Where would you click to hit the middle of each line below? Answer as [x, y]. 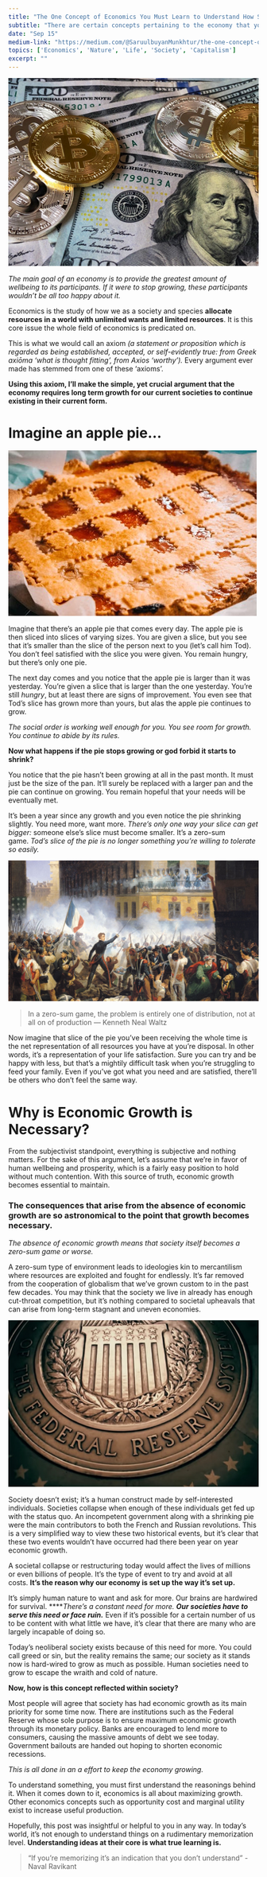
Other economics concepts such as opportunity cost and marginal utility [126, 1802]
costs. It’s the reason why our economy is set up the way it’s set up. [122, 1583]
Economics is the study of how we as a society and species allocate [120, 311]
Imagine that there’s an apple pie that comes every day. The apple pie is [126, 629]
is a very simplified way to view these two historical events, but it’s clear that [133, 1533]
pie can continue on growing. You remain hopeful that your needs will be [127, 792]
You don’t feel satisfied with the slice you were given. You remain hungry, [128, 654]
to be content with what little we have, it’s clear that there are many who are [132, 1623]
